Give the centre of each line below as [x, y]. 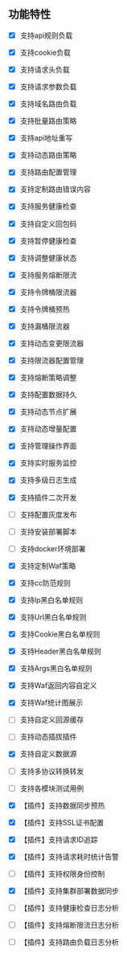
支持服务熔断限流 [48, 275]
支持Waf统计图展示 [51, 702]
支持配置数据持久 [48, 395]
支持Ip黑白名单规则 [51, 600]
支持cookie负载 [45, 52]
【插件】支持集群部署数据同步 [69, 891]
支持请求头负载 [45, 69]
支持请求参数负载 [48, 86]
